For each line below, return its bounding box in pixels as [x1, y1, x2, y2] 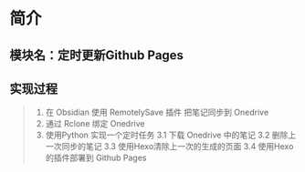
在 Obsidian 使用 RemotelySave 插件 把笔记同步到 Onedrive [45, 106, 269, 118]
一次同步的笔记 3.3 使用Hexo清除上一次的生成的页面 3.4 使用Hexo [45, 141, 294, 152]
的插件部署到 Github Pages [45, 152, 147, 164]
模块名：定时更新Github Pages [9, 47, 184, 63]
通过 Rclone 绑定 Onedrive [45, 118, 145, 129]
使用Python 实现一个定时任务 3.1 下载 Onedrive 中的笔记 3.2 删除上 [45, 129, 297, 141]
